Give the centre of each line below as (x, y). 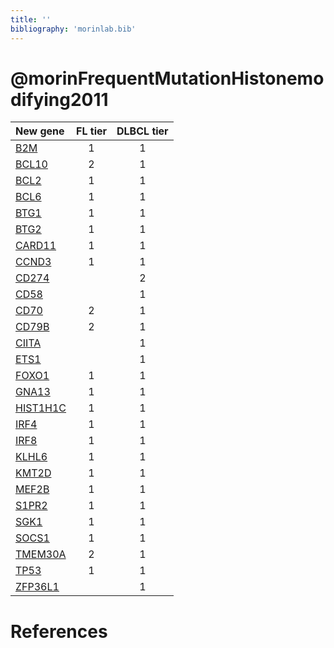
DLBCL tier (142, 131)
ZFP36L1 (37, 587)
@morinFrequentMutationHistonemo (167, 78)
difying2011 (59, 99)
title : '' (31, 19)
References (59, 631)
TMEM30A (41, 554)
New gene (40, 131)
